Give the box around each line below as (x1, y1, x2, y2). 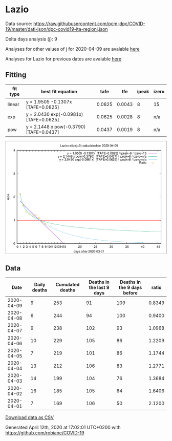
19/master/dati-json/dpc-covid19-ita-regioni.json (5, 26, 109, 32)
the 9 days (118, 284, 142, 290)
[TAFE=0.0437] (26, 129, 59, 135)
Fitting (5, 71, 27, 79)
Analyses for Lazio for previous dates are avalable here (5, 55, 122, 62)
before (123, 289, 138, 296)
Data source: (5, 20, 32, 27)
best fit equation (40, 88, 78, 94)
